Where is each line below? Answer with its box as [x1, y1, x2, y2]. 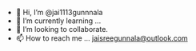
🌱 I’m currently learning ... [15, 16, 102, 25]
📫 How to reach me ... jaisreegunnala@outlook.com [15, 33, 188, 43]
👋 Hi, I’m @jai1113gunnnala [15, 8, 103, 17]
